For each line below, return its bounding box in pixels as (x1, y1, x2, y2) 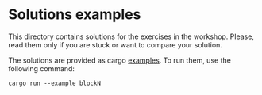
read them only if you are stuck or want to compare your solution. (8, 40, 222, 49)
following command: (8, 63, 75, 73)
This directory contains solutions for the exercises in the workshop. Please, (8, 32, 254, 41)
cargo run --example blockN (8, 79, 102, 87)
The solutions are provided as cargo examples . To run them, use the (8, 55, 232, 65)
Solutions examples (8, 6, 141, 24)
